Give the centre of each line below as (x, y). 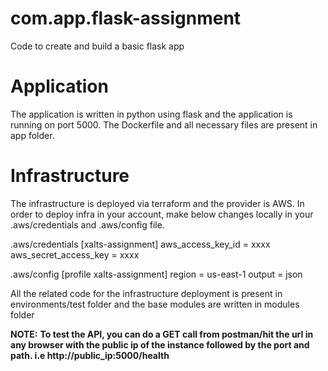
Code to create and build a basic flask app (97, 46)
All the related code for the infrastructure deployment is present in (146, 293)
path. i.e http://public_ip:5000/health (90, 355)
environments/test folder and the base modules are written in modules (155, 304)
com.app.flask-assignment (126, 18)
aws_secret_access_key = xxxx (75, 254)
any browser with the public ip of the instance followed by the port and (160, 344)
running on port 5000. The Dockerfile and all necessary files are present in (164, 124)
